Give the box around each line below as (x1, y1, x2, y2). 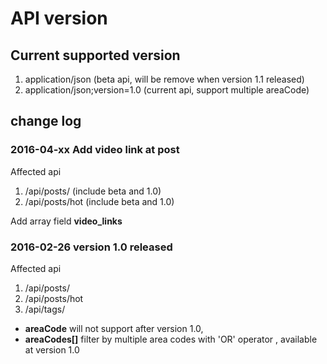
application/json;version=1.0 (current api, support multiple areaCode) (24, 84, 310, 96)
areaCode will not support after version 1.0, (24, 322, 204, 334)
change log (10, 113, 82, 130)
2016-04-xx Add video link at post (10, 143, 180, 157)
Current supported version (10, 47, 181, 64)
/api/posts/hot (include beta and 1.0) (24, 195, 175, 207)
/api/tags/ (24, 303, 66, 315)
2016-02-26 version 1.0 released (10, 240, 173, 254)
